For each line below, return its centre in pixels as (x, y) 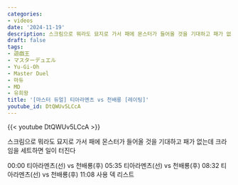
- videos (20, 21)
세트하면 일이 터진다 (48, 150)
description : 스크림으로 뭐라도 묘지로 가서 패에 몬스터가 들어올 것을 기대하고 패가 (115, 34)
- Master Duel (28, 73)
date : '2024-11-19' (36, 27)
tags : (15, 47)
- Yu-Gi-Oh (23, 67)
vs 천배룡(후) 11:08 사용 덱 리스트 (88, 174)
